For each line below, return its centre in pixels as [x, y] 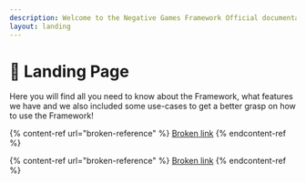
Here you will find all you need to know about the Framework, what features [151, 97]
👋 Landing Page [69, 71]
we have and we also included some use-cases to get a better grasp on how [153, 107]
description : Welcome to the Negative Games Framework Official [134, 18]
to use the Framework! [51, 116]
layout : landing [40, 26]
